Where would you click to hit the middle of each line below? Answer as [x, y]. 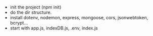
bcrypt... [19, 23]
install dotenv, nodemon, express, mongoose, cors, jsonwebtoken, [79, 18]
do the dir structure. [31, 12]
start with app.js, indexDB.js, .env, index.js [54, 28]
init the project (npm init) [36, 7]
